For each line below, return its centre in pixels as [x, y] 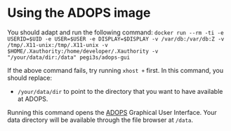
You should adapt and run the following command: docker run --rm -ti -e [115, 32]
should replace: [30, 78]
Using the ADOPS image [79, 13]
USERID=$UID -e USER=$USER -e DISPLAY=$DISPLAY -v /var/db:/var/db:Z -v [116, 39]
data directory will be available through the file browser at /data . [100, 120]
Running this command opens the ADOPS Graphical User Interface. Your [112, 112]
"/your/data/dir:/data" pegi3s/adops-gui [69, 57]
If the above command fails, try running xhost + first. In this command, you [115, 70]
